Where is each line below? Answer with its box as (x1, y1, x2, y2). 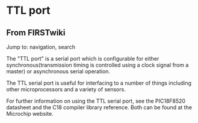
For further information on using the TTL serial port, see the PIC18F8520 (6, 97, 185, 104)
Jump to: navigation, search (6, 43, 75, 50)
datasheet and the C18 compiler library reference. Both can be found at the (6, 104, 193, 111)
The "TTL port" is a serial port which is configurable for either (6, 55, 159, 62)
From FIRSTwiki (6, 28, 66, 38)
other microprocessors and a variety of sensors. (6, 86, 126, 93)
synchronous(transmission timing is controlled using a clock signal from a (6, 61, 189, 68)
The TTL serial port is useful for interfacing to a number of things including (6, 79, 191, 86)
